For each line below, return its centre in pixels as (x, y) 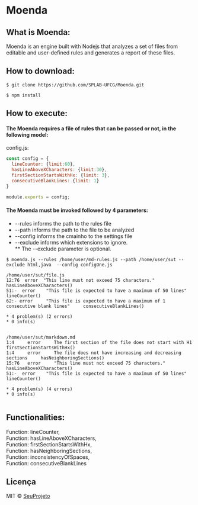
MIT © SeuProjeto (28, 496)
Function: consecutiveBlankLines (47, 463)
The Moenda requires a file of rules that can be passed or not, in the (91, 128)
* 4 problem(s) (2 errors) (39, 316)
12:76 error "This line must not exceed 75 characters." (81, 280)
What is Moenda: (38, 32)
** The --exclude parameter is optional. (63, 249)
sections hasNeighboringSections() (55, 358)
